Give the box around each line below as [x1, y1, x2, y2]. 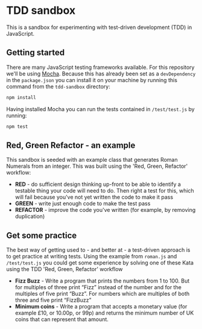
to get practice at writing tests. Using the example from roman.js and [6, 253, 177, 260]
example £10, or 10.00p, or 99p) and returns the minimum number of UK [14, 309, 194, 317]
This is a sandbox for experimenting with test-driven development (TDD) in [6, 24, 192, 31]
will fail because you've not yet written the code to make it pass [14, 194, 174, 201]
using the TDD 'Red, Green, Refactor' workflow [6, 266, 123, 273]
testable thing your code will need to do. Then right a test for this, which [14, 187, 194, 194]
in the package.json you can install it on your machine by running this [6, 76, 178, 83]
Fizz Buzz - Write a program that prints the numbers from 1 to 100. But [14, 277, 190, 284]
